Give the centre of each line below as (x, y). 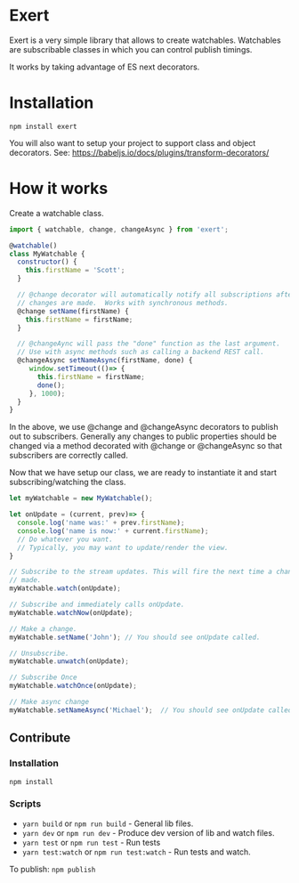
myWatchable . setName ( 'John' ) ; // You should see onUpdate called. (135, 637)
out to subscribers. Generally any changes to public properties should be (143, 436)
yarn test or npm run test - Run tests (91, 842)
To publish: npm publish (53, 869)
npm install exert (43, 126)
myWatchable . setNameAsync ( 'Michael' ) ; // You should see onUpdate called (151, 710)
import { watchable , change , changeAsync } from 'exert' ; (119, 229)
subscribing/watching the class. (68, 482)
